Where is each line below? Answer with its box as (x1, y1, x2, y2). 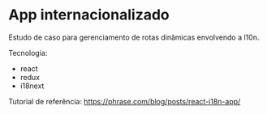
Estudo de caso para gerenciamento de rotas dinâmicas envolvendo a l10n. (8, 32, 260, 42)
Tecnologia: (8, 48, 48, 57)
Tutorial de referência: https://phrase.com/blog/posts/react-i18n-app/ (8, 96, 241, 106)
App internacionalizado (8, 6, 170, 24)
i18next (19, 81, 45, 91)
